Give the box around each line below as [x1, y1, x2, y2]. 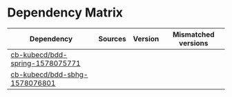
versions [179, 38, 209, 47]
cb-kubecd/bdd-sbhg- [10, 69, 88, 79]
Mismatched [172, 30, 215, 39]
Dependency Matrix [7, 5, 123, 21]
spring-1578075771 [10, 58, 81, 68]
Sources [98, 34, 126, 43]
